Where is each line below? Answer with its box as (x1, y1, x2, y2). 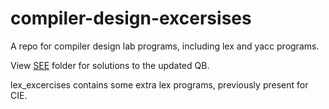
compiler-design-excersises (10, 7, 252, 30)
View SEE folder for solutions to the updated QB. (10, 59, 210, 71)
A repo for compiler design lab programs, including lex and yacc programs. (10, 40, 320, 52)
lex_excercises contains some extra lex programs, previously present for (10, 78, 309, 91)
